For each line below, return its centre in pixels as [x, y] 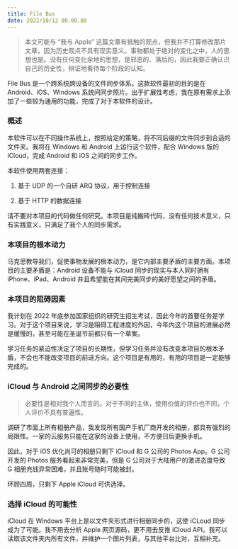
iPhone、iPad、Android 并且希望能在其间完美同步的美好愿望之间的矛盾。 [114, 279]
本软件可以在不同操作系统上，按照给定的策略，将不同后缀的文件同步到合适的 [119, 137]
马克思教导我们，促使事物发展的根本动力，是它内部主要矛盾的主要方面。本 [116, 261]
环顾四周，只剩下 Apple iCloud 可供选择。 [68, 484]
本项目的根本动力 [36, 244]
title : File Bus [31, 14]
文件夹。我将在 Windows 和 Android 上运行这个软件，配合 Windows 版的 [113, 147]
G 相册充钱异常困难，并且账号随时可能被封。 [73, 469]
